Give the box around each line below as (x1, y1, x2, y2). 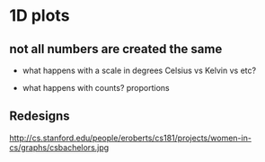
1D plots (9, 5, 70, 26)
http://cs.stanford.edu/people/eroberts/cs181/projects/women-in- (9, 132, 252, 143)
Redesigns (9, 109, 70, 124)
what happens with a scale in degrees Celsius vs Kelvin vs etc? (22, 65, 257, 76)
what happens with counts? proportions (22, 83, 170, 93)
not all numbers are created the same (9, 41, 223, 57)
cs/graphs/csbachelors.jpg (9, 141, 110, 153)
